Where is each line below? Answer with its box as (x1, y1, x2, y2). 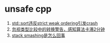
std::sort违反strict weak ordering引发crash (11, 20, 98, 26)
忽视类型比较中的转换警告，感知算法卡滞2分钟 (11, 26, 105, 32)
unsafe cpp (4, 3, 52, 15)
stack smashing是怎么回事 (11, 32, 65, 38)
